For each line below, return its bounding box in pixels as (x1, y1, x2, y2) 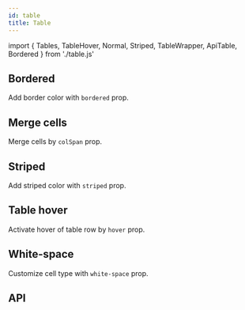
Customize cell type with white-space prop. (8, 268, 149, 278)
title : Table (8, 19, 51, 27)
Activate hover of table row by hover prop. (8, 225, 145, 234)
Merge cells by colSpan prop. (8, 137, 103, 146)
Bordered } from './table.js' (8, 49, 95, 59)
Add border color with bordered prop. (8, 93, 129, 103)
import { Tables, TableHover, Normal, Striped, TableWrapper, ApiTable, (8, 40, 238, 50)
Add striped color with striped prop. (8, 180, 126, 190)
